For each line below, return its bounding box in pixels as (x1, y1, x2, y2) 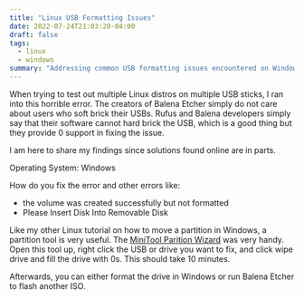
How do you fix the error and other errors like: (9, 179, 181, 190)
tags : (9, 38, 30, 48)
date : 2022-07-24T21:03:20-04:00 (9, 22, 136, 31)
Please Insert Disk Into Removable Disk (22, 207, 169, 217)
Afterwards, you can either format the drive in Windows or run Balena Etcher (9, 271, 295, 282)
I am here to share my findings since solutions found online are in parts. (9, 144, 276, 155)
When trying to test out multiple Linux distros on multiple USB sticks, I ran (9, 88, 284, 100)
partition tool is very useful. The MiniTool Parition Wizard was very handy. (9, 234, 285, 245)
